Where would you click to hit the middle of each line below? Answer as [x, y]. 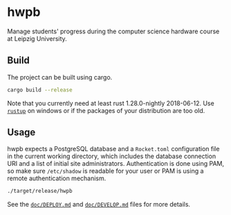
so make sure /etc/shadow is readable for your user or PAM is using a [105, 171]
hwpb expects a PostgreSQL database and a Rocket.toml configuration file [113, 149]
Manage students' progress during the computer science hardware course [113, 31]
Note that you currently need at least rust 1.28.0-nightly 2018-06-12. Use [111, 103]
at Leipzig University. [37, 38]
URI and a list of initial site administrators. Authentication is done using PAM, [116, 164]
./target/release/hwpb [40, 191]
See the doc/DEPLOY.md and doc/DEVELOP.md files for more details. [99, 205]
